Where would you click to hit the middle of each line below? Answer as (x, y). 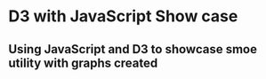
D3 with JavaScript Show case (123, 16)
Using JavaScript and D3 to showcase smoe (133, 49)
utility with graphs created (83, 63)
